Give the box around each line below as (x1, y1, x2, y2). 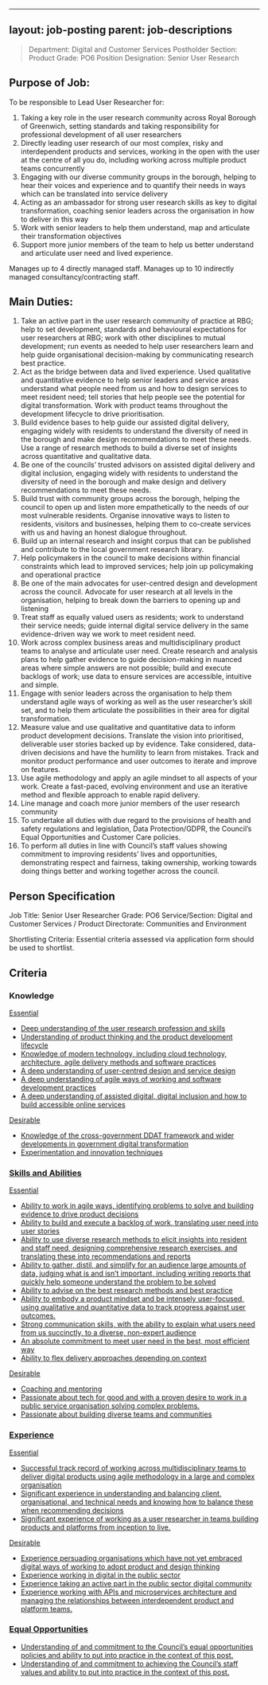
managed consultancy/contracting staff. (9, 272, 140, 281)
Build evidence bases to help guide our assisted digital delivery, (20, 417, 230, 427)
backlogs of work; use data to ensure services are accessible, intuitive (20, 672, 252, 681)
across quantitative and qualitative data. (20, 452, 152, 461)
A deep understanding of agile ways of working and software (20, 1074, 222, 1083)
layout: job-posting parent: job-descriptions (9, 23, 233, 37)
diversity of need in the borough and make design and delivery (20, 477, 227, 487)
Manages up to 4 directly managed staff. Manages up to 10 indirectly (9, 264, 235, 273)
